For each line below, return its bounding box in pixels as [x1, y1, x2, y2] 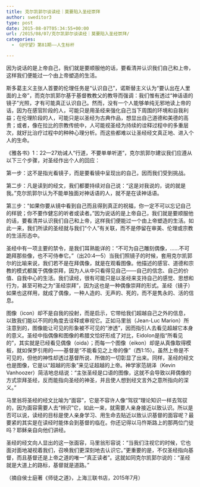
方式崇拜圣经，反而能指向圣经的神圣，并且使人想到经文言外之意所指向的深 [6, 376, 189, 383]
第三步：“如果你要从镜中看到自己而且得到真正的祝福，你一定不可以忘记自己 [6, 202, 192, 209]
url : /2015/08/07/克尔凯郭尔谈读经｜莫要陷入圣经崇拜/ [6, 31, 130, 37]
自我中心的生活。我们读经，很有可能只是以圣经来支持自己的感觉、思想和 [16, 274, 194, 281]
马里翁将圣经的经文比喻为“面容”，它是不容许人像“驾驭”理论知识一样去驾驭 [6, 396, 187, 404]
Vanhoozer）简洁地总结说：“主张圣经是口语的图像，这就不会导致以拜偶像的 [6, 369, 192, 376]
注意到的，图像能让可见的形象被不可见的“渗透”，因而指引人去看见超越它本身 [6, 324, 193, 331]
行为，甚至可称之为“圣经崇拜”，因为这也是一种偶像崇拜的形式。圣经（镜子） [6, 281, 193, 289]
